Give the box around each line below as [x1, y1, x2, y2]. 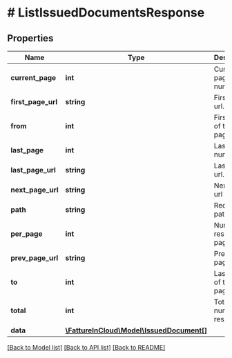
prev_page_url [10, 253, 59, 263]
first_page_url [10, 97, 58, 106]
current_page [10, 73, 57, 82]
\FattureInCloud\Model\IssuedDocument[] [65, 326, 208, 335]
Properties [7, 32, 54, 44]
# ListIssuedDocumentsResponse [7, 5, 205, 21]
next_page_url [10, 185, 59, 195]
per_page [10, 229, 43, 239]
